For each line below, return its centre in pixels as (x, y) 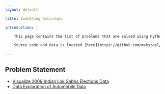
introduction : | (22, 28)
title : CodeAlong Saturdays (34, 18)
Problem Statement (35, 69)
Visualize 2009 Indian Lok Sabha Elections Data (60, 81)
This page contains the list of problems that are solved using (81, 36)
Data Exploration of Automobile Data (49, 86)
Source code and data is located (48, 45)
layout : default (22, 10)
